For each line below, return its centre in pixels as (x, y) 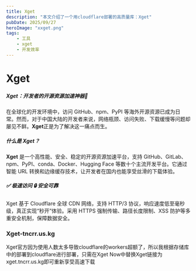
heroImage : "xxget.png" (35, 28)
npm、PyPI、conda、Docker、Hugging (54, 164)
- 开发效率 (28, 50)
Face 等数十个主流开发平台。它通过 (145, 164)
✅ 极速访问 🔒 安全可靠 (32, 186)
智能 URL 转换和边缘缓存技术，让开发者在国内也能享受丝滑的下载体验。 (92, 171)
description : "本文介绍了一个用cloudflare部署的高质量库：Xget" (79, 17)
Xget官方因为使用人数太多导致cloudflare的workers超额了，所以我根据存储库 (98, 247)
